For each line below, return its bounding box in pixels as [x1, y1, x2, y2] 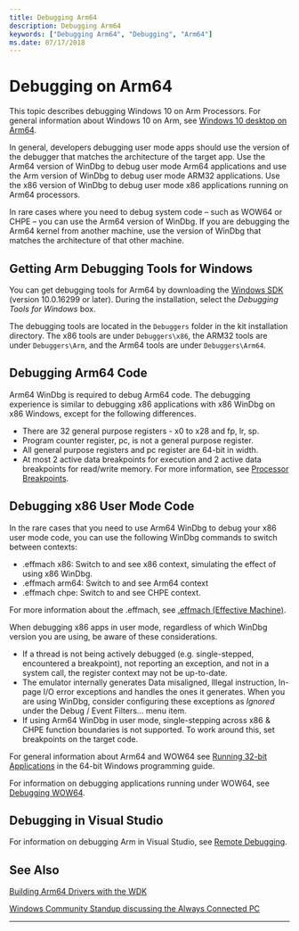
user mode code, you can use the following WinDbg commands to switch [9, 531, 278, 542]
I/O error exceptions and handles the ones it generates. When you [43, 686, 286, 696]
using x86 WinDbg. [21, 568, 93, 579]
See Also [9, 862, 60, 877]
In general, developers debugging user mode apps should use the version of [9, 142, 290, 152]
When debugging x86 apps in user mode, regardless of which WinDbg [9, 622, 268, 632]
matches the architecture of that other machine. [9, 235, 185, 246]
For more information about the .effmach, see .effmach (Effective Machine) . [9, 604, 287, 615]
